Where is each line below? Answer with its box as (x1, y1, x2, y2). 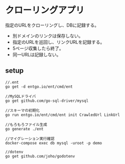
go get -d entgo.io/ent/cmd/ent (5, 84, 73, 89)
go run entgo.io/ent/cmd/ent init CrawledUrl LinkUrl (5, 112, 120, 117)
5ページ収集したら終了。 (12, 45, 64, 51)
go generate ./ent (5, 126, 44, 131)
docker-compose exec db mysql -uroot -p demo (5, 140, 102, 145)
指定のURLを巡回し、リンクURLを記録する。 (12, 39, 105, 45)
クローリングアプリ (5, 5, 85, 16)
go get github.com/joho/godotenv (5, 153, 75, 158)
